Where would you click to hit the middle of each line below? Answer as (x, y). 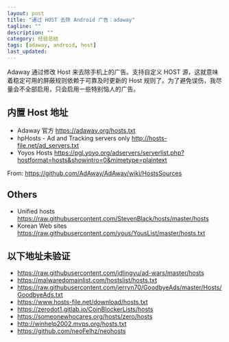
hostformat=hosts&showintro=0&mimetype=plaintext (92, 160)
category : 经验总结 (33, 39)
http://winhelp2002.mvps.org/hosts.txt (72, 324)
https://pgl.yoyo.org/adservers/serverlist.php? (119, 153)
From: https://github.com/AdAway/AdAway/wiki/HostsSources (95, 173)
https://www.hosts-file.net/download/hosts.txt (83, 302)
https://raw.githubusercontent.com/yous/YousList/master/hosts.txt (111, 233)
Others (22, 195)
